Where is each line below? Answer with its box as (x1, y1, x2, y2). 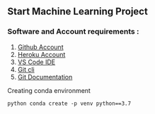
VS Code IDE (17, 58, 55, 66)
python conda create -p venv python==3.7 (7, 100, 132, 107)
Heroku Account (17, 50, 66, 58)
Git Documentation (17, 72, 73, 81)
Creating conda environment (7, 86, 91, 94)
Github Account (17, 42, 64, 51)
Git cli (17, 65, 35, 73)
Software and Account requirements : (7, 27, 139, 37)
